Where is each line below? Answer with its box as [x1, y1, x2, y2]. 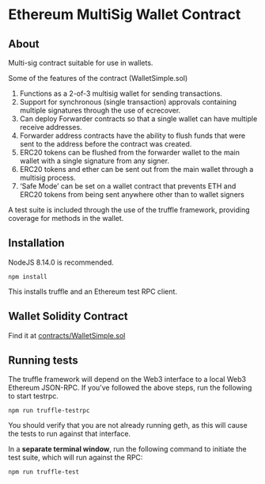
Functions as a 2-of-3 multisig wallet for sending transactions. [19, 89, 223, 98]
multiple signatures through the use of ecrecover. [19, 105, 181, 115]
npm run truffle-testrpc [8, 406, 90, 415]
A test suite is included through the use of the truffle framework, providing [8, 205, 251, 215]
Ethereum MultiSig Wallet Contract [8, 6, 241, 24]
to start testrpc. [8, 391, 59, 401]
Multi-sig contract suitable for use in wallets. [8, 58, 153, 67]
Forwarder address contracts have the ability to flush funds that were [19, 131, 246, 140]
